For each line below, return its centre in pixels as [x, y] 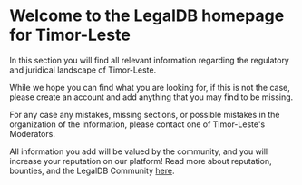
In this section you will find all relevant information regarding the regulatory [150, 60]
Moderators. [33, 133]
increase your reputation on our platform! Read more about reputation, [141, 161]
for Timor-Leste [70, 35]
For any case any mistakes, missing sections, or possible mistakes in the [145, 114]
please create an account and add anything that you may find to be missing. [151, 97]
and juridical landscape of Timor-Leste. [83, 70]
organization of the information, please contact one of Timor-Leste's [137, 124]
